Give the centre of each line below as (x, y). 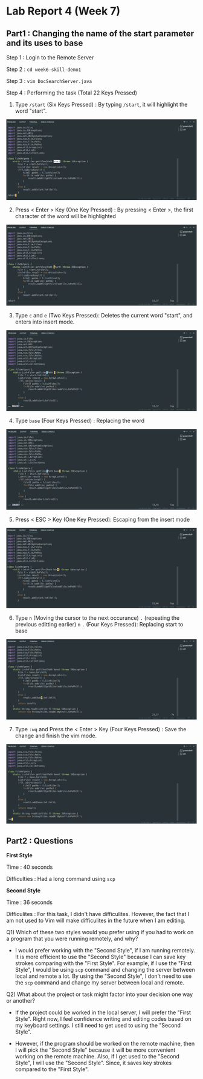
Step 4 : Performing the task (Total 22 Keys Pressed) (72, 93)
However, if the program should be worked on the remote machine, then (105, 1044)
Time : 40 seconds (30, 867)
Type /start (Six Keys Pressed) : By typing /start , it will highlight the (101, 105)
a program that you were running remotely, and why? (72, 939)
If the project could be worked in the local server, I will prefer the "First (103, 1012)
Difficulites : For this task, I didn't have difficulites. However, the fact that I (98, 914)
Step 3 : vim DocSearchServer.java (49, 81)
